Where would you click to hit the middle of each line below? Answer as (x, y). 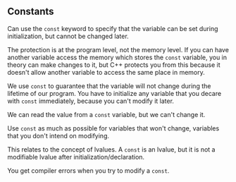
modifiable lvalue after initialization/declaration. (76, 157)
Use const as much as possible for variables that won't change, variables (113, 128)
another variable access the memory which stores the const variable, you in (117, 57)
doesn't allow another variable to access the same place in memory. (106, 72)
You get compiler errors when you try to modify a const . (88, 170)
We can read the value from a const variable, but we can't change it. (106, 114)
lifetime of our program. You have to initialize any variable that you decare (114, 93)
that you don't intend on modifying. (58, 135)
